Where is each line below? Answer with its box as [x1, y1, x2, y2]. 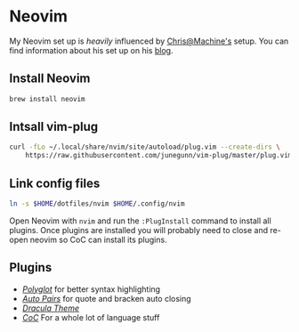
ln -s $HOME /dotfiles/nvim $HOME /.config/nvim [9, 199, 185, 208]
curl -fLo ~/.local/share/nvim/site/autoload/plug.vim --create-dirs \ [9, 142, 280, 152]
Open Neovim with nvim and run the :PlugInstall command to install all [9, 215, 271, 226]
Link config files [9, 175, 101, 190]
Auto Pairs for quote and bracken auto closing [21, 293, 191, 304]
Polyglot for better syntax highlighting [21, 283, 161, 295]
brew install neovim [9, 94, 86, 103]
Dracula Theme [21, 303, 80, 313]
